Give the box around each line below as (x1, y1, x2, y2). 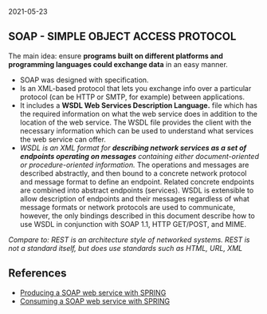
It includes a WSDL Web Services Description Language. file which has (19, 100, 257, 110)
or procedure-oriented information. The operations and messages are (19, 160, 249, 169)
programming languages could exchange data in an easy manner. (8, 59, 229, 69)
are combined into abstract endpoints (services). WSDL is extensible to (19, 185, 254, 195)
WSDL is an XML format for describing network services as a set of (19, 143, 247, 153)
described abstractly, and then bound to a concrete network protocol (19, 168, 247, 178)
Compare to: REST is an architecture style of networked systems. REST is (8, 235, 250, 244)
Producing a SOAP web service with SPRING (19, 288, 167, 297)
